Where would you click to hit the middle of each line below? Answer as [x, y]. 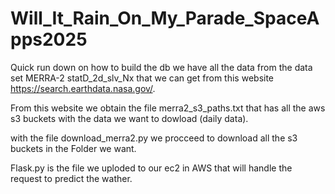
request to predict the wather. [71, 178]
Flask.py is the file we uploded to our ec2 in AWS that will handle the [151, 168]
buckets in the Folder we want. [73, 148]
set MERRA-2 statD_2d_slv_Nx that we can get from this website [142, 78]
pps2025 [49, 39]
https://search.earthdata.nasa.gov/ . [83, 88]
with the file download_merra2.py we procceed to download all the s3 [154, 138]
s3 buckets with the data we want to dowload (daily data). [129, 118]
